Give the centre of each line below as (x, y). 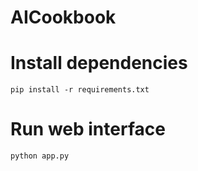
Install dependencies (99, 63)
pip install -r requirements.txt (80, 90)
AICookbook (63, 17)
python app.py (40, 156)
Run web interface (88, 129)
